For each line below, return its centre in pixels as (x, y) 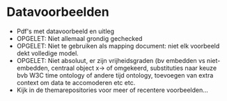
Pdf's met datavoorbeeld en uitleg (65, 31)
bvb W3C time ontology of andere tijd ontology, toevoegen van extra (115, 75)
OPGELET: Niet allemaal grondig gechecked (79, 38)
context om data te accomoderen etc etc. (76, 82)
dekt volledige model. (48, 53)
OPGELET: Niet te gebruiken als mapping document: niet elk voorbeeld (118, 46)
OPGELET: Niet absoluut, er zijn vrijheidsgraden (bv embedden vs (111, 60)
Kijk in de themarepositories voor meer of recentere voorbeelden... (112, 90)
